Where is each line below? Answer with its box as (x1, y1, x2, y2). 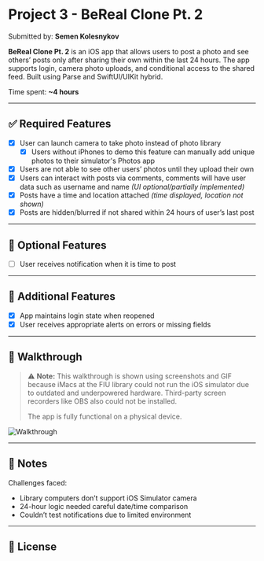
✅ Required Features (8, 117, 112, 131)
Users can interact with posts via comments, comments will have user (19, 173, 246, 183)
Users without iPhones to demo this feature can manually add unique (31, 147, 255, 157)
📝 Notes (8, 457, 48, 471)
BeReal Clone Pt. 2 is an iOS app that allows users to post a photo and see (8, 46, 249, 56)
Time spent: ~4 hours (8, 87, 79, 96)
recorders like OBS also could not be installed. (27, 396, 178, 406)
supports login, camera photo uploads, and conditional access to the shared (8, 63, 255, 72)
